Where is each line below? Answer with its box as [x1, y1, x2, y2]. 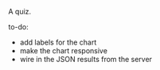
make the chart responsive [19, 46, 107, 55]
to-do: [8, 22, 29, 31]
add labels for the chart [19, 37, 97, 47]
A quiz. [8, 7, 32, 16]
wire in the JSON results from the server [19, 55, 153, 64]
